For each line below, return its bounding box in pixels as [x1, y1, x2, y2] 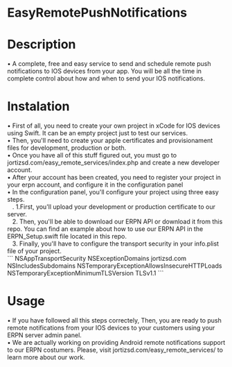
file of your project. [7, 247, 62, 255]
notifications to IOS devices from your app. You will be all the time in [7, 67, 202, 76]
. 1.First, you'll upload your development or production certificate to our [12, 203, 216, 211]
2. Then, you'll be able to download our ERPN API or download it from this [12, 217, 223, 226]
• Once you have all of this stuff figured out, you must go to [7, 151, 177, 160]
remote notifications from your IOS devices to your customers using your [7, 324, 215, 332]
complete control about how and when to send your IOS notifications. [7, 74, 206, 83]
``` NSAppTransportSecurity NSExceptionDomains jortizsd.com [7, 255, 187, 263]
